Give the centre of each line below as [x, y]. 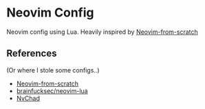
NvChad [28, 98]
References [32, 53]
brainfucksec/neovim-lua [52, 90]
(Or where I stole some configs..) [53, 70]
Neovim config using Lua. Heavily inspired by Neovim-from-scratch [102, 32]
